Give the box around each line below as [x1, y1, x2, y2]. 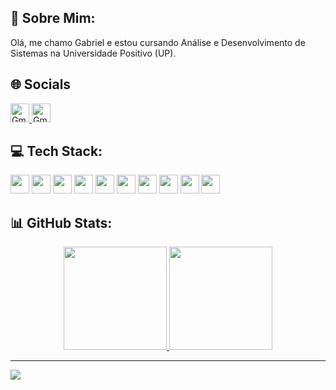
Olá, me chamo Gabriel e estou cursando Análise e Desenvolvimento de [10, 36, 306, 48]
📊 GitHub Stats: [10, 214, 113, 231]
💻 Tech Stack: [10, 143, 103, 160]
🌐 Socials [10, 76, 72, 93]
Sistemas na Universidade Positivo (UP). [10, 47, 177, 59]
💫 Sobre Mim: [10, 10, 96, 27]
